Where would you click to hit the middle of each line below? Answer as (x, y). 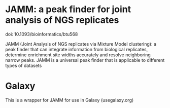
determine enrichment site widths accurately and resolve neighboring (78, 55)
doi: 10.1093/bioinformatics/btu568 (42, 34)
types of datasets (24, 65)
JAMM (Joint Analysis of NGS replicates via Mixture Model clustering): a (81, 44)
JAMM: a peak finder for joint (68, 9)
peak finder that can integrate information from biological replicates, (77, 49)
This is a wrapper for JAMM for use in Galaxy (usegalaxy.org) (70, 100)
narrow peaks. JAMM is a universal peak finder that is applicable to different (85, 60)
